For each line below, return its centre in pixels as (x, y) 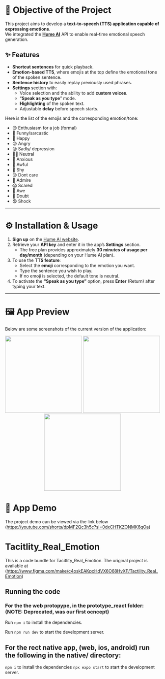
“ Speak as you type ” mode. (48, 98)
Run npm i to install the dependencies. (44, 622)
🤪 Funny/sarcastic (30, 133)
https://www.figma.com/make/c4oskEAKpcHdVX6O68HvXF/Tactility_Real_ (82, 571)
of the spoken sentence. (37, 77)
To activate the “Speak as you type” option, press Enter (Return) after (83, 281)
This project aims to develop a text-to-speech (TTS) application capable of (82, 24)
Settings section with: (35, 88)
